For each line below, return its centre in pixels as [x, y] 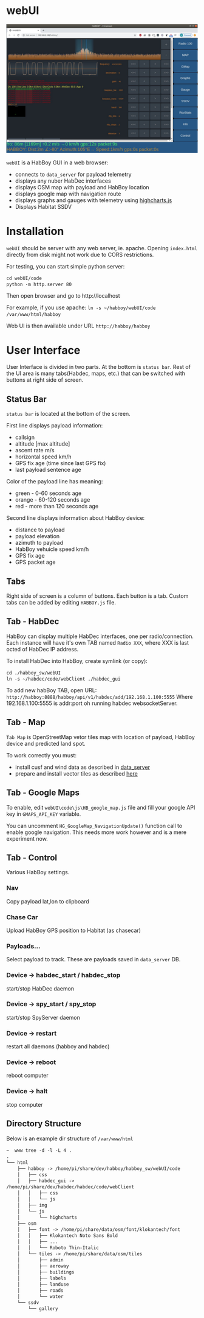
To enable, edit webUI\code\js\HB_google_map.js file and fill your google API [101, 807]
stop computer [25, 1104]
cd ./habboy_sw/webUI [34, 673]
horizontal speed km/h [43, 457]
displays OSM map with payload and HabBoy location [82, 187]
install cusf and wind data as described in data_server [83, 767]
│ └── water [40, 1296]
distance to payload [40, 530]
